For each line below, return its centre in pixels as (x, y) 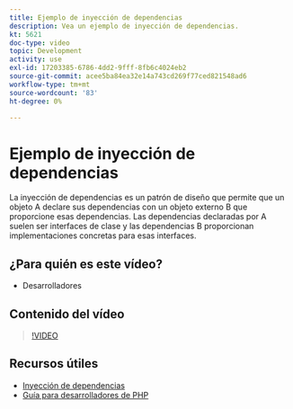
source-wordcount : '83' (54, 93)
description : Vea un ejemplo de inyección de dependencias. (124, 26)
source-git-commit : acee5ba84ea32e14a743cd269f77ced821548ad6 (128, 76)
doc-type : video (40, 43)
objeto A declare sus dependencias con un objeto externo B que (129, 207)
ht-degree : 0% (36, 101)
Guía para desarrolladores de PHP (85, 395)
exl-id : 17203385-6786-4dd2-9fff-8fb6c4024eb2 (98, 68)
